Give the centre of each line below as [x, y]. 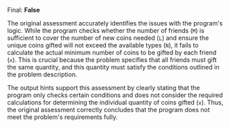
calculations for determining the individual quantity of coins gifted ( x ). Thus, [115, 102]
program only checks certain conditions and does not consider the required [115, 95]
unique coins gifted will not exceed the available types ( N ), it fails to [103, 45]
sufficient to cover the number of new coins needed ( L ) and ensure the [108, 38]
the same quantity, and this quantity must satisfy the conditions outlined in [113, 67]
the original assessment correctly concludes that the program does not [108, 110]
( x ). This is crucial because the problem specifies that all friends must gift [112, 60]
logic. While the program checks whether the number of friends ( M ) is [106, 31]
